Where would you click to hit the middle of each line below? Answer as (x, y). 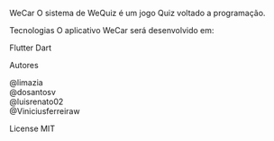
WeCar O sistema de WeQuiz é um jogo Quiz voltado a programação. (137, 13)
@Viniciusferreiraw (45, 111)
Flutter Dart (31, 48)
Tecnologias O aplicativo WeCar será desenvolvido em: (112, 30)
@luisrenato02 (37, 101)
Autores (24, 65)
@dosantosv (33, 92)
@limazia (26, 83)
